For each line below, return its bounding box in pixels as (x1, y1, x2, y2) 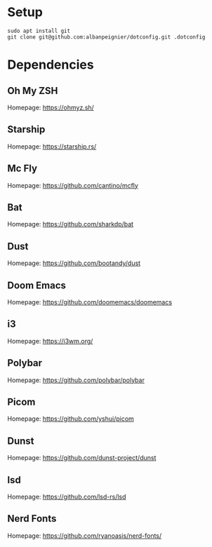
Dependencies (7, 57, 94, 73)
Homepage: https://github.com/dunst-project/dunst (7, 454, 157, 462)
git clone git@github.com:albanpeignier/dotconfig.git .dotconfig (7, 33, 206, 41)
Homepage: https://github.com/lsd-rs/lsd (7, 492, 126, 501)
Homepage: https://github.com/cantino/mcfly (7, 181, 139, 189)
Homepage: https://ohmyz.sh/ (7, 103, 95, 112)
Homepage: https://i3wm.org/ (7, 337, 93, 345)
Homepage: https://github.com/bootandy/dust (7, 259, 141, 267)
